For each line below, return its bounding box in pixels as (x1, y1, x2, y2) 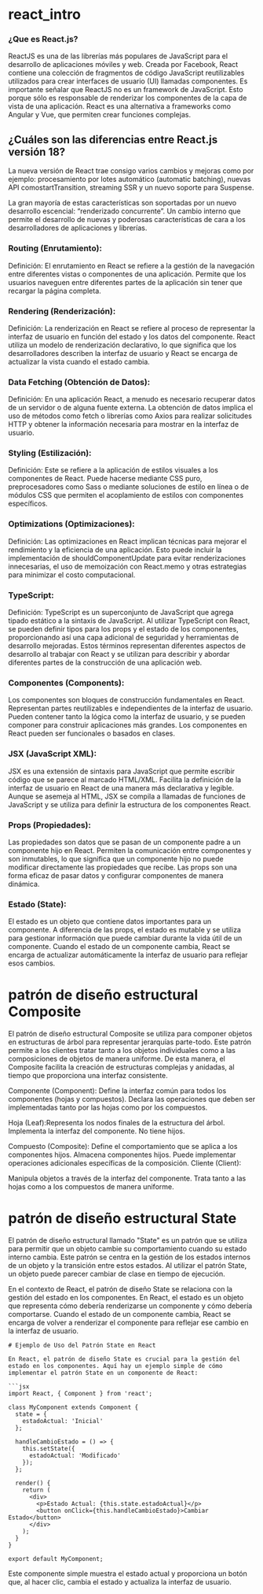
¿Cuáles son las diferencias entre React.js (8, 132, 218, 146)
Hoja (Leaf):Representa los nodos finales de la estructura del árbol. (8, 1118, 225, 1128)
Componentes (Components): (8, 677, 125, 688)
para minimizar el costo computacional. (8, 569, 136, 580)
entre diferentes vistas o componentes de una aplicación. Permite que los (8, 269, 247, 279)
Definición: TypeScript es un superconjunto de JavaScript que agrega (8, 608, 234, 617)
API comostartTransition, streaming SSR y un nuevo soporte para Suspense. (8, 183, 254, 192)
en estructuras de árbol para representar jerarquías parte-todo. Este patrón (8, 1037, 252, 1047)
